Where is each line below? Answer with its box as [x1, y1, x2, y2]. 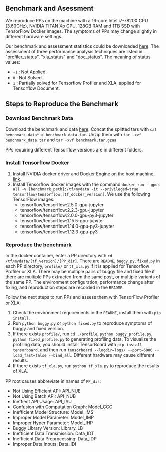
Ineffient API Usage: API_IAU [12, 399, 72, 405]
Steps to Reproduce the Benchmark [5, 100, 119, 108]
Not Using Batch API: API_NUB [12, 393, 76, 399]
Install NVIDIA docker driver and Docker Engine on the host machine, [12, 171, 155, 177]
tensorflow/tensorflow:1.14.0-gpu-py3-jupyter [20, 223, 114, 229]
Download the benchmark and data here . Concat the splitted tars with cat [5, 126, 157, 132]
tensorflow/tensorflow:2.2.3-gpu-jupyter [20, 207, 104, 213]
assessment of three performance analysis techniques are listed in [5, 48, 143, 54]
